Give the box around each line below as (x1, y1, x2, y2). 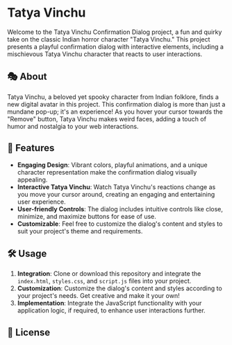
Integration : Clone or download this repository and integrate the (17, 269, 201, 278)
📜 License (7, 326, 51, 338)
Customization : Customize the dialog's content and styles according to (17, 284, 222, 292)
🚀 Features (7, 142, 55, 154)
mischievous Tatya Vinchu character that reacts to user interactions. (7, 50, 203, 58)
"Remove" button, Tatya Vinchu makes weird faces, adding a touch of (7, 114, 207, 123)
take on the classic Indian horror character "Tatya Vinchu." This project (7, 35, 210, 43)
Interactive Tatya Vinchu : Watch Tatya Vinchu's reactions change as (17, 182, 216, 191)
